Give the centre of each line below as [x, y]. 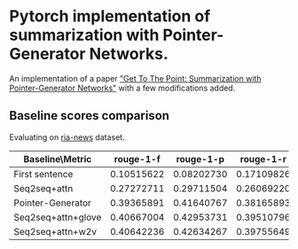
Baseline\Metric [58, 159]
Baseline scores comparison [90, 116]
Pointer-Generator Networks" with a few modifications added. [122, 88]
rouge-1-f [137, 159]
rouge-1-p [200, 159]
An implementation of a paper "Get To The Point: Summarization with [135, 78]
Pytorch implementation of [110, 16]
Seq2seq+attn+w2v [55, 231]
